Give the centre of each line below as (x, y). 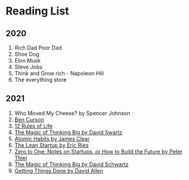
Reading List (37, 11)
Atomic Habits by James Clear (52, 138)
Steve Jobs (28, 67)
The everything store (40, 80)
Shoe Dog (27, 54)
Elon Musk (27, 61)
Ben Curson (29, 119)
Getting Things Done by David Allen (59, 170)
